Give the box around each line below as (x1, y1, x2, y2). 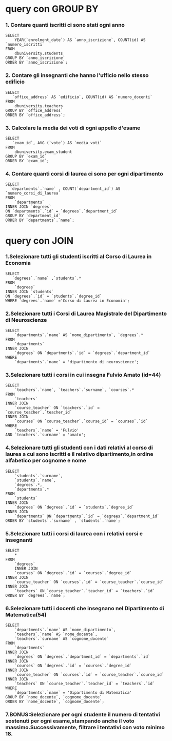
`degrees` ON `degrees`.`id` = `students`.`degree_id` (14, 504, 135, 510)
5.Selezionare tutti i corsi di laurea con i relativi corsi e (5, 530, 143, 537)
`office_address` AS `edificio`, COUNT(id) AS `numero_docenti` (12, 94, 153, 100)
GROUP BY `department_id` (5, 213, 61, 219)
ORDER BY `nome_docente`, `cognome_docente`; (5, 699, 104, 705)
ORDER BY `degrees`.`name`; (5, 593, 66, 598)
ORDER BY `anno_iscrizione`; (5, 60, 68, 65)
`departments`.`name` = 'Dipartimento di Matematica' (14, 690, 132, 695)
